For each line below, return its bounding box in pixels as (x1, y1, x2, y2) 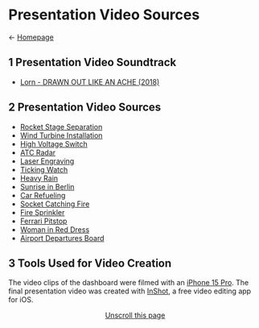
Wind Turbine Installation (19, 131, 103, 140)
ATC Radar (19, 147, 56, 157)
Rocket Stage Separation (19, 122, 103, 131)
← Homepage (8, 32, 54, 42)
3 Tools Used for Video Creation (8, 256, 172, 270)
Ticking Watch (19, 164, 68, 174)
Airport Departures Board (19, 233, 105, 243)
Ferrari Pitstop (19, 216, 68, 226)
